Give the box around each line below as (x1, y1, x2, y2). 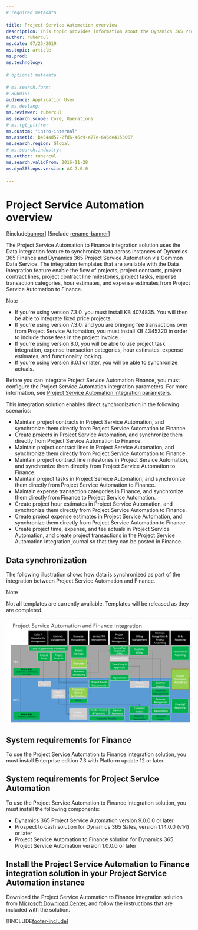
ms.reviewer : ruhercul (6, 110, 62, 115)
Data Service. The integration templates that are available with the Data (6, 260, 179, 268)
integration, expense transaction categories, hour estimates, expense (14, 346, 183, 353)
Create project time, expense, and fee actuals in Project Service (14, 526, 170, 533)
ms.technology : (6, 59, 44, 65)
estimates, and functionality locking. (14, 353, 103, 360)
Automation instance (6, 878, 85, 888)
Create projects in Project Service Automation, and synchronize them (14, 431, 183, 438)
